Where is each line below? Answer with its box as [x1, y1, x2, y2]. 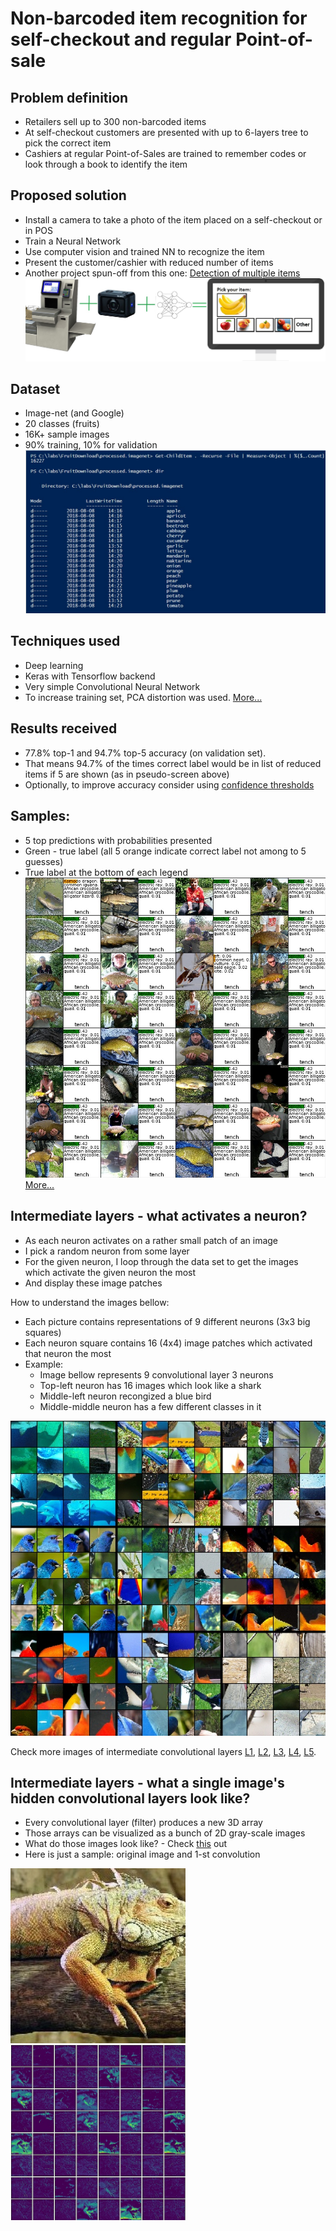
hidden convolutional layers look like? [10, 1790, 251, 1807]
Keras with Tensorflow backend [24, 670, 156, 682]
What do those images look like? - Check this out [24, 1838, 228, 1850]
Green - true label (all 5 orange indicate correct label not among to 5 [24, 845, 307, 857]
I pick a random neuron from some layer [24, 1245, 190, 1257]
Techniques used [10, 633, 121, 650]
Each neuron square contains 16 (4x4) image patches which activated [24, 1337, 313, 1349]
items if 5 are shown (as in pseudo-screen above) [24, 768, 230, 780]
